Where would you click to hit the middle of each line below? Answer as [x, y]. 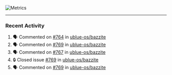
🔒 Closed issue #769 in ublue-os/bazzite [56, 60]
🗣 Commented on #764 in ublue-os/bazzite [59, 37]
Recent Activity [25, 25]
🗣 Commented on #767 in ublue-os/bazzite [59, 52]
